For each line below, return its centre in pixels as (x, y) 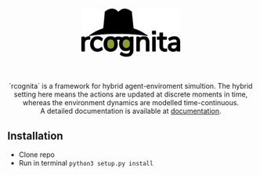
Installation (35, 135)
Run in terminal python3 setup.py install (86, 163)
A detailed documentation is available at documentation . (131, 111)
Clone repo (37, 155)
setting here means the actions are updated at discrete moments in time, (131, 94)
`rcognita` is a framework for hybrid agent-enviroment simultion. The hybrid (131, 86)
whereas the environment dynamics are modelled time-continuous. (131, 103)
